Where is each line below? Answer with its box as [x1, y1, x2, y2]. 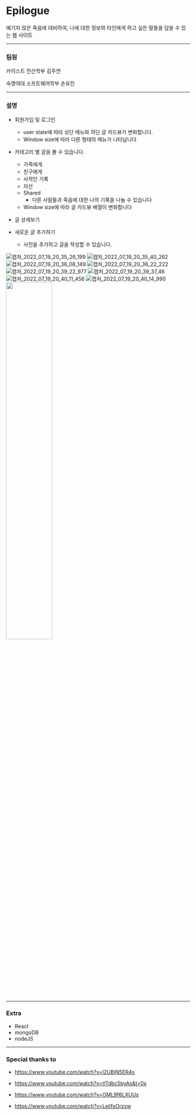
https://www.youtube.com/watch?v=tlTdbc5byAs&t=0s [14, 1080, 147, 1087]
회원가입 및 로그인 [14, 116, 55, 123]
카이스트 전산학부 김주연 [6, 67, 61, 74]
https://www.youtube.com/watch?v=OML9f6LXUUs [14, 1091, 139, 1099]
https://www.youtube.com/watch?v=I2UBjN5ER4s [14, 1069, 135, 1076]
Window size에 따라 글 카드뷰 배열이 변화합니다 [23, 203, 132, 210]
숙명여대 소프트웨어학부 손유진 [6, 80, 75, 87]
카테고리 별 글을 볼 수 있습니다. [14, 148, 85, 155]
